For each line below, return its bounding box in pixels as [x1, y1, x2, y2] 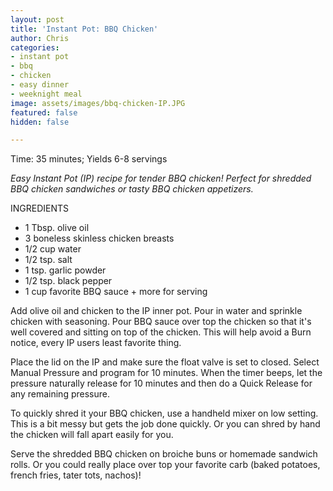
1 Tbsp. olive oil [24, 222, 90, 234]
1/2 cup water [24, 243, 82, 255]
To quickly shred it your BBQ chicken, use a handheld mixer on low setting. [10, 407, 319, 420]
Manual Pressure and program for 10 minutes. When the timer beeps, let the [10, 367, 323, 379]
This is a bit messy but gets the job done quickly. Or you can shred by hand [10, 418, 321, 430]
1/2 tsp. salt [24, 254, 73, 266]
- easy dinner [10, 80, 70, 90]
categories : [10, 42, 60, 53]
